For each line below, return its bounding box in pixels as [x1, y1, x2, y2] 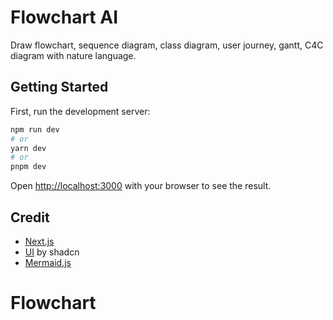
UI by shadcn [24, 246, 80, 258]
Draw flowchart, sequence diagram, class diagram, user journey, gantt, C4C [10, 39, 324, 51]
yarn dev [10, 143, 47, 153]
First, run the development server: [10, 105, 151, 117]
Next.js [24, 235, 55, 247]
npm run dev [10, 124, 60, 135]
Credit [10, 209, 50, 226]
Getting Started [10, 79, 109, 96]
